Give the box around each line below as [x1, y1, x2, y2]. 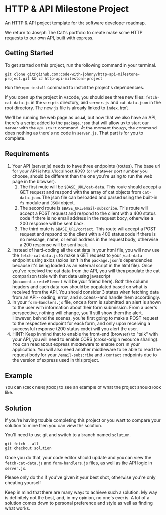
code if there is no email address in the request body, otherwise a [19, 215, 154, 221]
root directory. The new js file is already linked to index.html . [5, 105, 130, 111]
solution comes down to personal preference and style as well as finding [5, 500, 153, 506]
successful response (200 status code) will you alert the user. [12, 325, 138, 332]
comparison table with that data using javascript [12, 273, 111, 279]
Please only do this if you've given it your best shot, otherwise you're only [5, 474, 156, 480]
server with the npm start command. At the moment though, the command [5, 125, 157, 130]
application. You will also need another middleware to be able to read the [12, 346, 161, 352]
